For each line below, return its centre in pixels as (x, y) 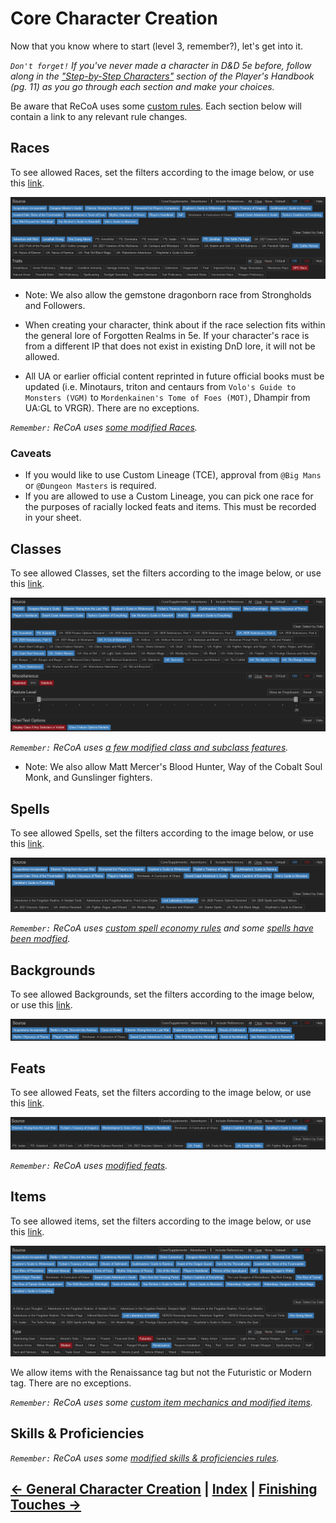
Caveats (31, 454)
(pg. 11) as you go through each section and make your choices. (142, 86)
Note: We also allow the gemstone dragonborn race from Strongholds (168, 295)
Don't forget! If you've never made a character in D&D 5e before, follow (161, 65)
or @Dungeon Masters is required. (90, 486)
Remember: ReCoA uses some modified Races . (104, 428)
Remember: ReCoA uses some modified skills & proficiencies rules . (145, 1458)
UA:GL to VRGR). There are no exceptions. (112, 408)
